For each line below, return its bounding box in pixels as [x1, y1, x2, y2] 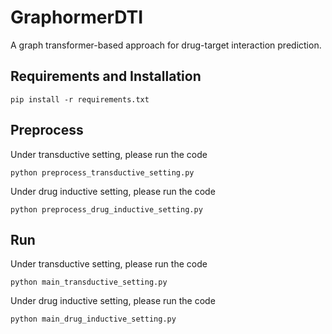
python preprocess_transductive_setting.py [10, 167, 195, 178]
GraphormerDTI [10, 6, 144, 29]
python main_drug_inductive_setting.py [10, 314, 177, 325]
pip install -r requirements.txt [10, 94, 150, 105]
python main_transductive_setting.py [10, 277, 168, 288]
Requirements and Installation [10, 68, 202, 85]
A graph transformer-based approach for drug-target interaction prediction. [10, 39, 322, 51]
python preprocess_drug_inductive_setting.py [10, 204, 203, 215]
